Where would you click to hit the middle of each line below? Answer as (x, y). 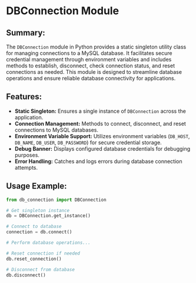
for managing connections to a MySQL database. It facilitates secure (89, 53)
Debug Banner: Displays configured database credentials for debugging (102, 148)
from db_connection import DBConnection (57, 200)
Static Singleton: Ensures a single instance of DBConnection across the (100, 111)
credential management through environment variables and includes (89, 59)
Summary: (26, 33)
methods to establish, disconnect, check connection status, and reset (91, 66)
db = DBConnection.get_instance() (49, 216)
